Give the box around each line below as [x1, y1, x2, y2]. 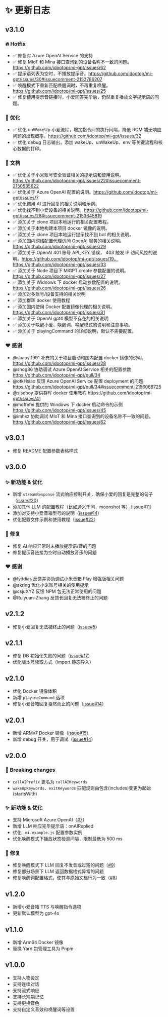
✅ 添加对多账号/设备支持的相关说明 [12, 291, 86, 297]
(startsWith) [12, 790, 37, 797]
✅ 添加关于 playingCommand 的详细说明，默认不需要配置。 [12, 328, 137, 334]
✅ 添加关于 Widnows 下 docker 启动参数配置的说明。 [12, 279, 123, 285]
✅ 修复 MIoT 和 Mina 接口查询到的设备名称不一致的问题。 [12, 59, 132, 65]
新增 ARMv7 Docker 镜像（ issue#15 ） [12, 730, 91, 736]
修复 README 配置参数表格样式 [12, 447, 78, 454]
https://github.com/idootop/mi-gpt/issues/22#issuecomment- [12, 178, 141, 184]
